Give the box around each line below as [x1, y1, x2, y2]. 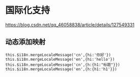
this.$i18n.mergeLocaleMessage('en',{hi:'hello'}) [5, 57, 115, 62]
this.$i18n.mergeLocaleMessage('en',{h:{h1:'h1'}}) [5, 66, 117, 71]
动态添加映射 [5, 37, 46, 46]
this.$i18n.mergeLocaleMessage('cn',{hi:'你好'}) [5, 52, 111, 57]
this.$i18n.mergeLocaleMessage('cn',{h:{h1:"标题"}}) [5, 62, 121, 67]
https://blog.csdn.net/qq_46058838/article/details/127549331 [5, 21, 135, 28]
